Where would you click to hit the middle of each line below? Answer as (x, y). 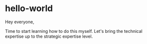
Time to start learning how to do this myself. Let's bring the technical (74, 31)
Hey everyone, (20, 22)
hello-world (29, 8)
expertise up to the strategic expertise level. (49, 36)
